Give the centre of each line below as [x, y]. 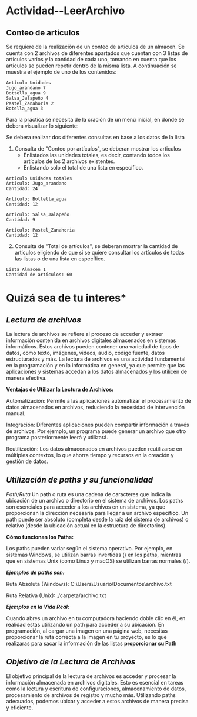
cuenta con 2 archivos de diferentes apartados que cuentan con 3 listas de [97, 53]
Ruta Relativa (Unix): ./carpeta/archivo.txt [56, 595]
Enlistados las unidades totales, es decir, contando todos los [97, 155]
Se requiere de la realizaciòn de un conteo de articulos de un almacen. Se [96, 47]
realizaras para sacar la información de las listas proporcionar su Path [91, 643]
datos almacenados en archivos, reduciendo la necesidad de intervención [96, 407]
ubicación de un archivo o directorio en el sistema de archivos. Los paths [95, 500]
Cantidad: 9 [21, 220]
